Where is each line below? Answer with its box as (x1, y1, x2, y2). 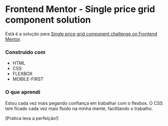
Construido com (5, 49, 46, 56)
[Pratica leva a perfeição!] (5, 115, 59, 121)
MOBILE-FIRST (12, 76, 44, 82)
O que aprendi (5, 89, 41, 96)
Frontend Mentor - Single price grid (5, 4, 155, 15)
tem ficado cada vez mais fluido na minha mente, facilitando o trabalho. (5, 105, 153, 111)
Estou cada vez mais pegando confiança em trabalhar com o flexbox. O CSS (5, 100, 163, 106)
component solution (5, 14, 91, 26)
